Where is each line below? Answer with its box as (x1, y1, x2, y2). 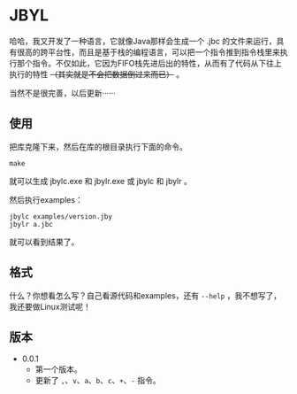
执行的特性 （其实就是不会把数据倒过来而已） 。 (9, 68, 184, 80)
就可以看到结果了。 (9, 236, 80, 247)
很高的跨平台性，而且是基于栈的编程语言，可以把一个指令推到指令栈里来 (16, 46, 280, 58)
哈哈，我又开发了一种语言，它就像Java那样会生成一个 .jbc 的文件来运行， (9, 35, 277, 46)
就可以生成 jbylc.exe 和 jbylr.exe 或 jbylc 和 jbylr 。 (9, 175, 192, 186)
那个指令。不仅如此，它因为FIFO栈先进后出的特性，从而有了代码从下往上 (16, 58, 282, 68)
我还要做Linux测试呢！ (9, 301, 91, 312)
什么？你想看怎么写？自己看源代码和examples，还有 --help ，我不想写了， (9, 290, 281, 301)
